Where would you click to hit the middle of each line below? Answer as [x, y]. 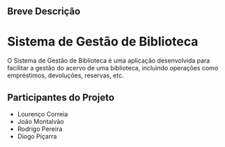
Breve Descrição [44, 11]
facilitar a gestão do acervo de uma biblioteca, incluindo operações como [113, 68]
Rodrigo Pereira [40, 129]
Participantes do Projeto [61, 97]
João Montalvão [40, 122]
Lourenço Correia [42, 114]
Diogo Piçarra [37, 137]
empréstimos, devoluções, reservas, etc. [65, 75]
